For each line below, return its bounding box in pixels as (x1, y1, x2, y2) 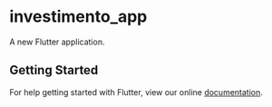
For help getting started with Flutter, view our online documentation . (9, 86, 263, 97)
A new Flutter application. (9, 36, 105, 47)
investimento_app (9, 6, 148, 27)
